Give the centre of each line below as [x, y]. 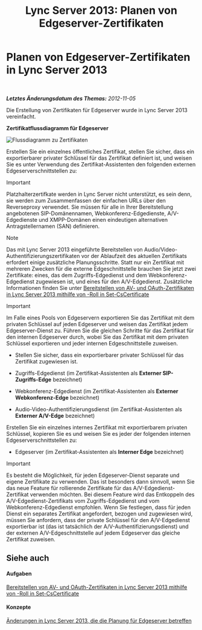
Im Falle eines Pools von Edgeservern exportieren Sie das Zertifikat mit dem [100, 318]
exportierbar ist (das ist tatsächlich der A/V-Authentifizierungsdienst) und [97, 526]
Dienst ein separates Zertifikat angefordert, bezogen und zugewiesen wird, [99, 514]
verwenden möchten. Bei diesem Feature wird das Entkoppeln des [112, 494]
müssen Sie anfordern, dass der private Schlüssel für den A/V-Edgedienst [98, 520]
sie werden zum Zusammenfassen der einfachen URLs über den [86, 200]
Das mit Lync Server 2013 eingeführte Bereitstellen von [74, 249]
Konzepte [19, 607]
